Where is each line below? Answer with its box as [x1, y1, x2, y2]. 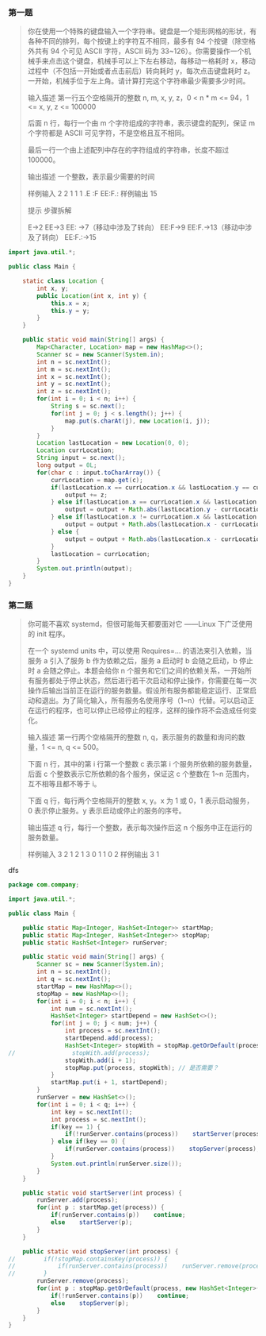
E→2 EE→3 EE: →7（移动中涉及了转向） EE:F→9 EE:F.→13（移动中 [27, 222, 245, 232]
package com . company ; [8, 881, 80, 889]
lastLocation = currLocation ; [50, 550, 150, 558]
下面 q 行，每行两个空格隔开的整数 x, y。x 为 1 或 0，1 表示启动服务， [27, 796, 254, 805]
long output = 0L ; [36, 461, 97, 469]
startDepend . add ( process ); [64, 1034, 154, 1042]
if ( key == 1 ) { [50, 1122, 101, 1131]
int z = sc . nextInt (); [36, 388, 112, 396]
